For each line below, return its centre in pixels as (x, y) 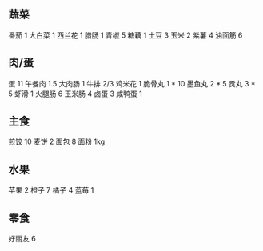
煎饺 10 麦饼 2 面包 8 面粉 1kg (57, 141)
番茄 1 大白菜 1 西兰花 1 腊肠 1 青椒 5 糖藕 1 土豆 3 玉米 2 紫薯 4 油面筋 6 (126, 35)
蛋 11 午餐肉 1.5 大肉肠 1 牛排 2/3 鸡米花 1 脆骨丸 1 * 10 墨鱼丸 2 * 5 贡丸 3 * (132, 83)
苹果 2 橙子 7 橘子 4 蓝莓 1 (51, 190)
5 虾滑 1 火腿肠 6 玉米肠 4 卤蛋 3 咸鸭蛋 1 (75, 94)
